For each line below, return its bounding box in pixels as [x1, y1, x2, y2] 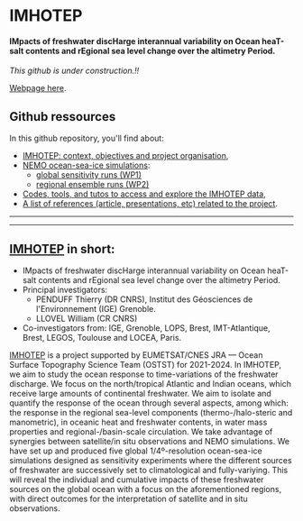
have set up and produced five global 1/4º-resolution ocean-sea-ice [9, 445, 263, 456]
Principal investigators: [22, 285, 108, 296]
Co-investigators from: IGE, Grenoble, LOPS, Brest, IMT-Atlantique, [22, 323, 271, 334]
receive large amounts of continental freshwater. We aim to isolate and [9, 388, 272, 399]
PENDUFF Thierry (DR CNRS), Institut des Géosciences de [35, 294, 253, 305]
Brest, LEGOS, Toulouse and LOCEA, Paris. [22, 333, 182, 343]
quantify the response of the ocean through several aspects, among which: [9, 398, 289, 408]
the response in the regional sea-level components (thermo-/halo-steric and [9, 407, 293, 418]
